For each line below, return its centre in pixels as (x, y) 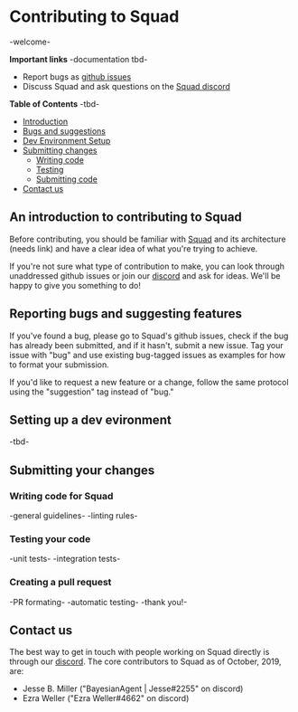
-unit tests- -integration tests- (65, 559)
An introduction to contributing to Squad (126, 218)
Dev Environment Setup (66, 140)
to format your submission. (60, 365)
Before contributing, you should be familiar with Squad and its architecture (148, 239)
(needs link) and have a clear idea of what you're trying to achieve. (134, 248)
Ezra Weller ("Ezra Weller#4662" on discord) (106, 698)
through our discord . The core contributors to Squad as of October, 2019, (145, 661)
